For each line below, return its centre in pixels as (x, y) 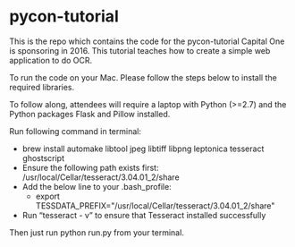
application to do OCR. (51, 60)
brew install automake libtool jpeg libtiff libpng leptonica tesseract (143, 149)
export (48, 196)
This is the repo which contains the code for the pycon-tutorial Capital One (147, 41)
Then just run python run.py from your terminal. (97, 232)
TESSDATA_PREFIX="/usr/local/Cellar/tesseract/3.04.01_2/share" (155, 205)
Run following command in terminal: (75, 131)
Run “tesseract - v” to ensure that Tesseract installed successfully (144, 215)
